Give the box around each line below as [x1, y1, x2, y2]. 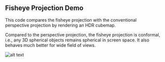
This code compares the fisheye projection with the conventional [5, 17, 137, 23]
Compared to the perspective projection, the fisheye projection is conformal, [5, 31, 161, 37]
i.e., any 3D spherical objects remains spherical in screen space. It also [5, 37, 149, 43]
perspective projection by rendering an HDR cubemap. [5, 22, 116, 28]
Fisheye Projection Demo [5, 4, 84, 12]
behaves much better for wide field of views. [5, 42, 96, 48]
